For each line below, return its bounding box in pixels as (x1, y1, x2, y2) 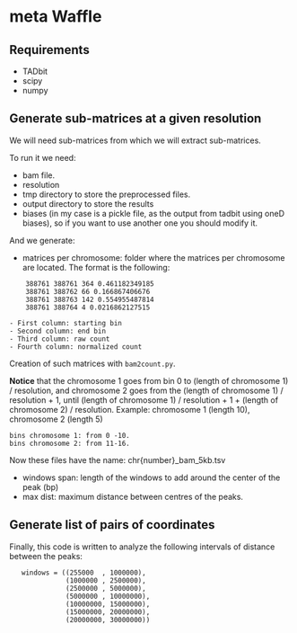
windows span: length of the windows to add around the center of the (22, 472, 281, 483)
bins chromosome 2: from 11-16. (9, 439, 130, 448)
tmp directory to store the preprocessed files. (22, 189, 191, 200)
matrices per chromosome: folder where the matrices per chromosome (22, 252, 285, 263)
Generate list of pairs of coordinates (9, 517, 215, 532)
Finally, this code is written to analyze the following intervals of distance (9, 541, 275, 552)
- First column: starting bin (9, 318, 123, 327)
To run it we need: (9, 152, 76, 163)
